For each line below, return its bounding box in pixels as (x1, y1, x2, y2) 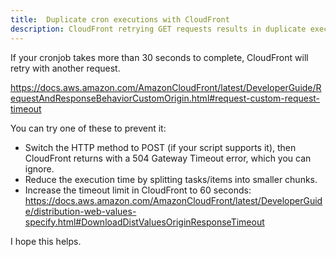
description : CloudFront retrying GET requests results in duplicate (10, 24, 307, 34)
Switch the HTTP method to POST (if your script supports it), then (24, 141, 297, 153)
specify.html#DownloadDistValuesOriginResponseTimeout (24, 216, 265, 228)
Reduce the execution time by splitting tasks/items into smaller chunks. (24, 173, 318, 185)
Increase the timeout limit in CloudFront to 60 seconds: (24, 184, 252, 196)
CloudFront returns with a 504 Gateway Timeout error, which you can (24, 152, 312, 164)
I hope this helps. (10, 235, 82, 247)
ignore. (24, 162, 55, 175)
